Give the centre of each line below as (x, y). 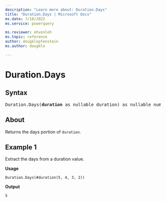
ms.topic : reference (26, 37)
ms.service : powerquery (30, 23)
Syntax (16, 93)
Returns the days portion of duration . (43, 132)
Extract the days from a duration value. (45, 159)
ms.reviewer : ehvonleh (28, 33)
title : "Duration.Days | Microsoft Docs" (48, 14)
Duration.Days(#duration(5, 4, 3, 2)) (45, 178)
